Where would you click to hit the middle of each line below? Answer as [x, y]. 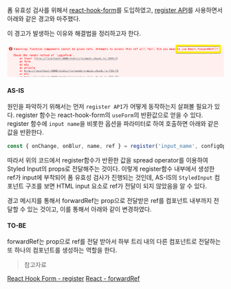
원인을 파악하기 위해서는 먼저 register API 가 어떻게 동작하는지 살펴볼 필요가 [110, 107]
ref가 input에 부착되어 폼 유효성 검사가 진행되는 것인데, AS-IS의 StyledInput [110, 178]
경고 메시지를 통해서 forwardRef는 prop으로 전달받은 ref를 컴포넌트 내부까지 [110, 201]
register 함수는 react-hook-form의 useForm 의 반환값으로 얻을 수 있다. [110, 115]
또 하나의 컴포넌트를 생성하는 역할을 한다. [62, 250]
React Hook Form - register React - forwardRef [74, 279]
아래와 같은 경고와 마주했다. [44, 19]
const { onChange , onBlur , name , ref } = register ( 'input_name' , [102, 147]
